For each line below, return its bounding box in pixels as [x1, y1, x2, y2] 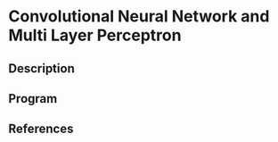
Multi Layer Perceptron [8, 25, 182, 46]
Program [8, 91, 58, 106]
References [8, 121, 74, 137]
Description [8, 61, 75, 76]
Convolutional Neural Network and [8, 6, 270, 27]
